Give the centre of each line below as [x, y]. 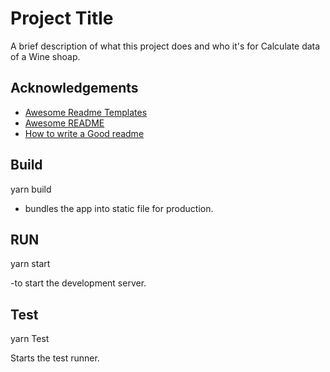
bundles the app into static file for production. [119, 208]
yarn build [31, 189]
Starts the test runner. [55, 358]
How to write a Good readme [84, 133]
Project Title [62, 18]
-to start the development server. [78, 283]
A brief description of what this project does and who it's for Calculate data [165, 46]
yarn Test [30, 339]
